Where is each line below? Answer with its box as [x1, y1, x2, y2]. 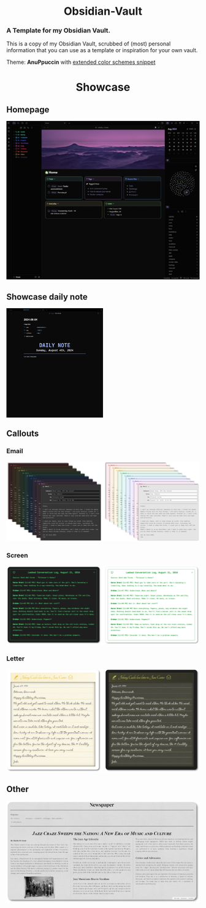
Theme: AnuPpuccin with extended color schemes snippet [6, 58, 156, 66]
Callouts [6, 429, 39, 439]
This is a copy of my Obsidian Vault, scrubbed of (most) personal [6, 40, 171, 47]
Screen [6, 551, 29, 560]
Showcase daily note [6, 292, 88, 302]
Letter [6, 654, 25, 663]
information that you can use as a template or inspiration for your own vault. [6, 47, 198, 54]
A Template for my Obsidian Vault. [6, 26, 111, 35]
